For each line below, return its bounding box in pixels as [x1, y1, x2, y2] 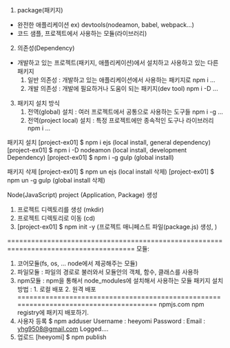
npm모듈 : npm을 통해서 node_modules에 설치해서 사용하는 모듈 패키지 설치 [17, 276, 224, 285]
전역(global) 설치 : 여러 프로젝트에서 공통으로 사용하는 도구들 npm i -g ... [27, 108, 224, 116]
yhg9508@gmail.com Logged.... [17, 325, 109, 333]
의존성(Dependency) [17, 44, 75, 52]
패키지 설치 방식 [17, 99, 60, 107]
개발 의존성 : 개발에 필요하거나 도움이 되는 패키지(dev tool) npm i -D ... [27, 85, 218, 92]
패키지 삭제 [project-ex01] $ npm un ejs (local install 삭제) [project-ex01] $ [7, 167, 215, 176]
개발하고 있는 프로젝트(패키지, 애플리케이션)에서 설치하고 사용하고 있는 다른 [17, 59, 219, 67]
